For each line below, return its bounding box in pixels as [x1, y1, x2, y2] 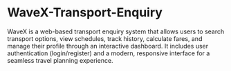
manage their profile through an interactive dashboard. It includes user [7, 42, 209, 50]
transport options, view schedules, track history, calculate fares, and [7, 34, 203, 42]
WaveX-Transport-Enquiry [7, 5, 163, 20]
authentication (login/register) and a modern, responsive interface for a [7, 49, 210, 57]
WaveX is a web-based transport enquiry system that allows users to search [7, 27, 225, 35]
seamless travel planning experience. [7, 56, 113, 64]
